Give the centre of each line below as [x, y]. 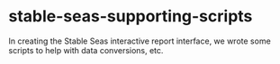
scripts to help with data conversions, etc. [86, 50]
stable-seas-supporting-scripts [131, 16]
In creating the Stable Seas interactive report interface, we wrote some [140, 41]
